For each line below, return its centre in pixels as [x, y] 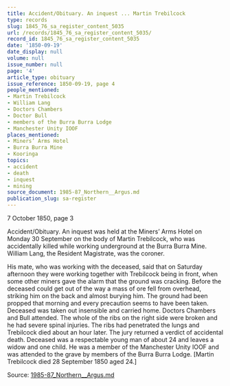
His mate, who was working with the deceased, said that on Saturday [105, 266]
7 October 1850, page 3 [41, 218]
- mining [20, 186]
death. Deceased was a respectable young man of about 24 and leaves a [111, 340]
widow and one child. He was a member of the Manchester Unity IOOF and [113, 347]
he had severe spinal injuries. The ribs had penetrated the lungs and [103, 325]
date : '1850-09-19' [35, 45]
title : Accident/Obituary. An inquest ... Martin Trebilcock [96, 13]
